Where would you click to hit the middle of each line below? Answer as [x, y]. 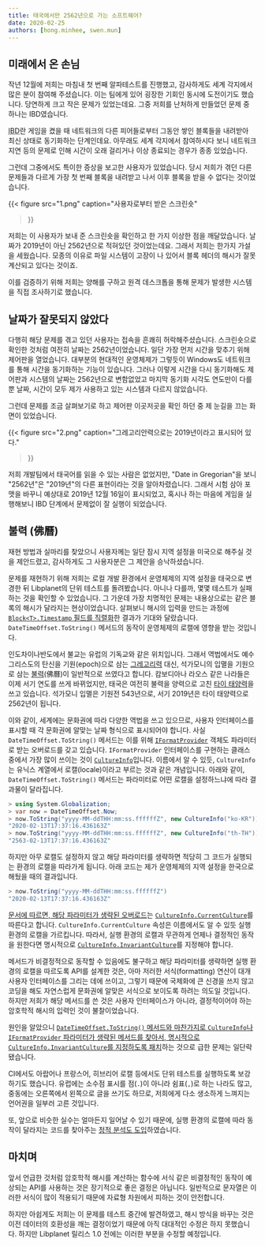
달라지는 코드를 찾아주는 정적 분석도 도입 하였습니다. [102, 1129]
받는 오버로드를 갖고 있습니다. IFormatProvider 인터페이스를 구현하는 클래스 [133, 749]
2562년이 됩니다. [35, 703]
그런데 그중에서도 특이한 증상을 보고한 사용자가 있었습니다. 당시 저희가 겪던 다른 [130, 167]
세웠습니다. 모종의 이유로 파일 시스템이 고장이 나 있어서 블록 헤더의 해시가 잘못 [136, 256]
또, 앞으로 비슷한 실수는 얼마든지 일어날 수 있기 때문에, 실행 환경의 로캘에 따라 [127, 1120]
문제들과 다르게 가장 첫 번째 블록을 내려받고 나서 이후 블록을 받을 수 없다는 [121, 177]
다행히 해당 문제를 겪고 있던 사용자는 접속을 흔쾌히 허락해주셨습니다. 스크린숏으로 [132, 339]
